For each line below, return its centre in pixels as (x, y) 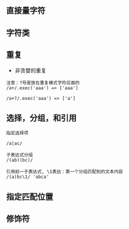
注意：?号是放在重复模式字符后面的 (43, 83)
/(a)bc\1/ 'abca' (28, 177)
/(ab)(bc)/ (20, 160)
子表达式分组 (20, 155)
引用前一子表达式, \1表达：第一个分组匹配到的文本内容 (65, 172)
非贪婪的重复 (30, 70)
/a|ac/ (14, 144)
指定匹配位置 (30, 197)
